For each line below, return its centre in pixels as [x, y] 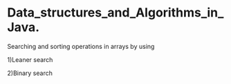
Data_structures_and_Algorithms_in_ [115, 13]
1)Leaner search [30, 59]
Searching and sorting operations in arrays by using [81, 46]
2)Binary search [30, 73]
